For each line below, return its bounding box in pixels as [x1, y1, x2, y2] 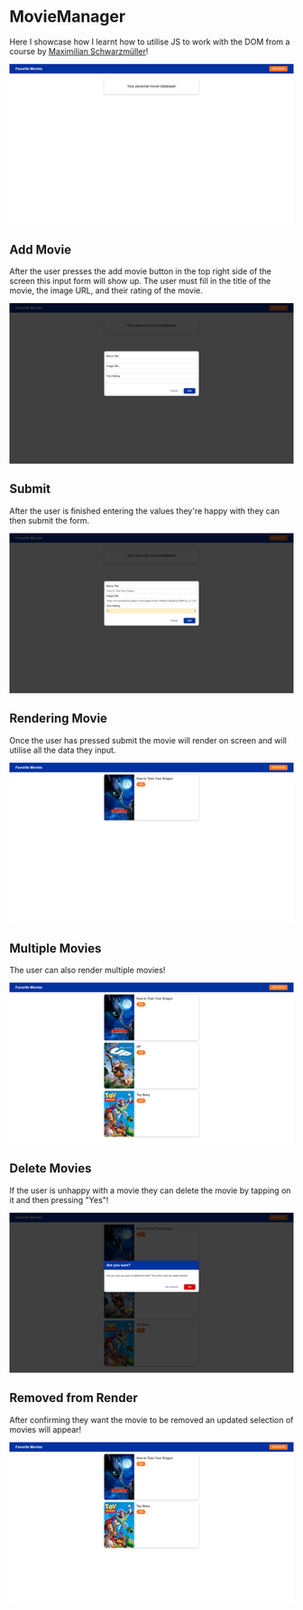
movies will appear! [9, 1424, 82, 1435]
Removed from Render [9, 1390, 138, 1406]
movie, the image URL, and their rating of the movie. [9, 285, 203, 296]
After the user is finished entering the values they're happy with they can [9, 505, 280, 516]
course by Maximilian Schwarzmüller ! [9, 45, 149, 56]
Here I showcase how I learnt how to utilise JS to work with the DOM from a [9, 36, 290, 47]
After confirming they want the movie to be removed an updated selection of [9, 1414, 294, 1425]
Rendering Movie [9, 711, 108, 726]
